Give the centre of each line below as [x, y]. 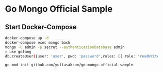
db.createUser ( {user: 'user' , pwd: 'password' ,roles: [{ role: [70, 56]
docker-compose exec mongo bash [38, 42]
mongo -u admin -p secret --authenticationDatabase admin [65, 47]
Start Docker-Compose [41, 27]
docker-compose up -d [27, 38]
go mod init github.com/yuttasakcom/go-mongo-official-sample [69, 65]
